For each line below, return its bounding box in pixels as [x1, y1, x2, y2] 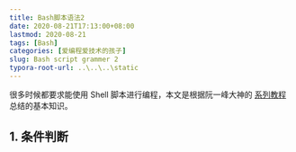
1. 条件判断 [9, 130, 69, 145]
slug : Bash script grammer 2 [9, 55, 119, 64]
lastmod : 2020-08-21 [9, 30, 87, 39]
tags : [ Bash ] [9, 38, 58, 48]
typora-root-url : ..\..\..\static [9, 64, 139, 73]
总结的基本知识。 [9, 100, 73, 111]
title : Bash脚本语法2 [9, 13, 85, 22]
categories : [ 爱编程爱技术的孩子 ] [9, 47, 127, 56]
